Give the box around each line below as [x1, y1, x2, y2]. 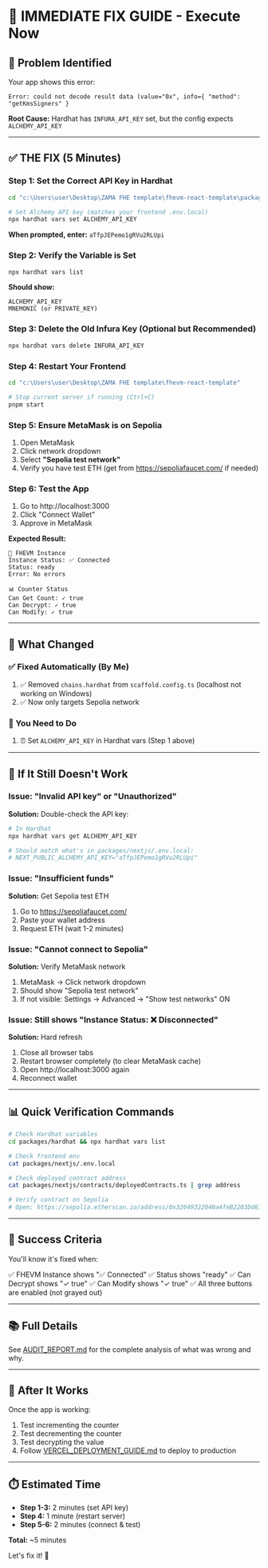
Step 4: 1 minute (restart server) [19, 1511, 126, 1521]
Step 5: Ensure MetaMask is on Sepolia [8, 419, 162, 430]
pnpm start [8, 400, 45, 409]
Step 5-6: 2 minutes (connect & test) [19, 1520, 141, 1530]
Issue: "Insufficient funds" [8, 873, 114, 884]
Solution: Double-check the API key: [8, 809, 129, 818]
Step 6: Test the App [8, 483, 89, 494]
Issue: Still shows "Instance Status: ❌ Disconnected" [8, 1014, 219, 1025]
